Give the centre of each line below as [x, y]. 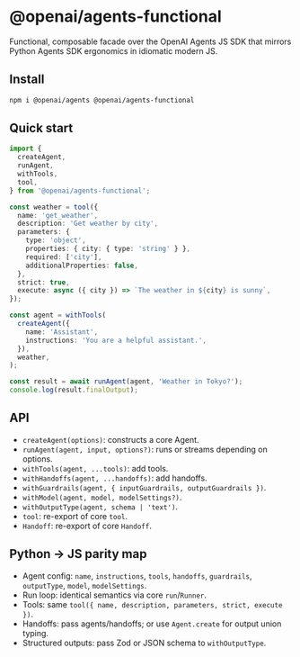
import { [26, 149]
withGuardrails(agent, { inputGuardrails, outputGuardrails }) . [144, 487]
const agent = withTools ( [57, 315]
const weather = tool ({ [54, 207]
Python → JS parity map [78, 554]
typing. [35, 633]
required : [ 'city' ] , [64, 257]
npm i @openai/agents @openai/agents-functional [102, 100]
